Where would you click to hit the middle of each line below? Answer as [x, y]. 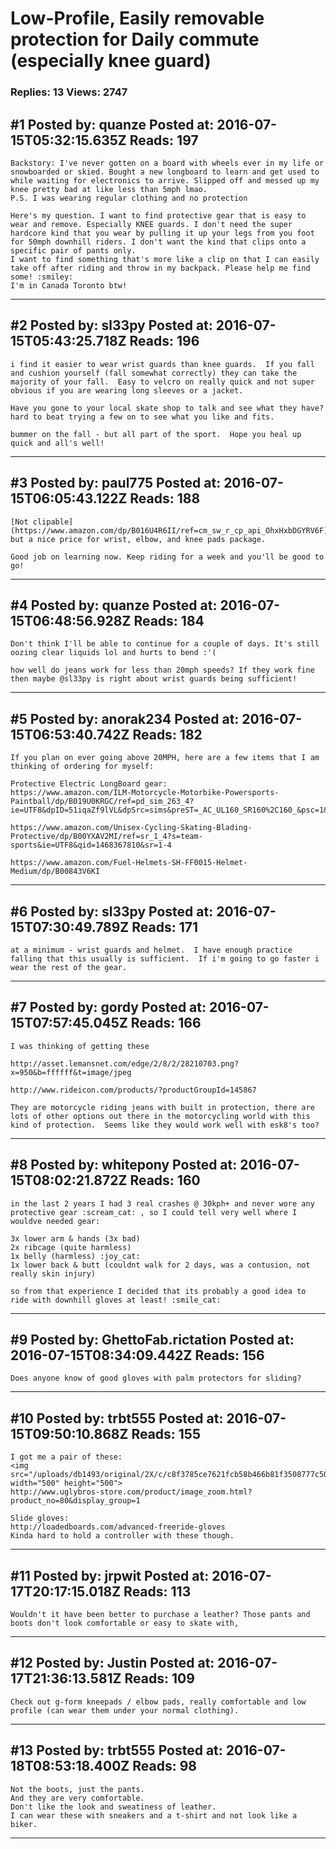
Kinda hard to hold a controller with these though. [122, 1536]
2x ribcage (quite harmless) [71, 1247]
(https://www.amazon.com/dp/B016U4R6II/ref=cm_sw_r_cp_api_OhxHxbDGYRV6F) [169, 530]
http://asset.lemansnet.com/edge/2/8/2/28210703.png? [125, 1063]
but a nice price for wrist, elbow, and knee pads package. [138, 539]
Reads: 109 [159, 1678]
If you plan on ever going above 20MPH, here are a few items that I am [165, 758]
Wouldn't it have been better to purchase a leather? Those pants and [160, 1615]
